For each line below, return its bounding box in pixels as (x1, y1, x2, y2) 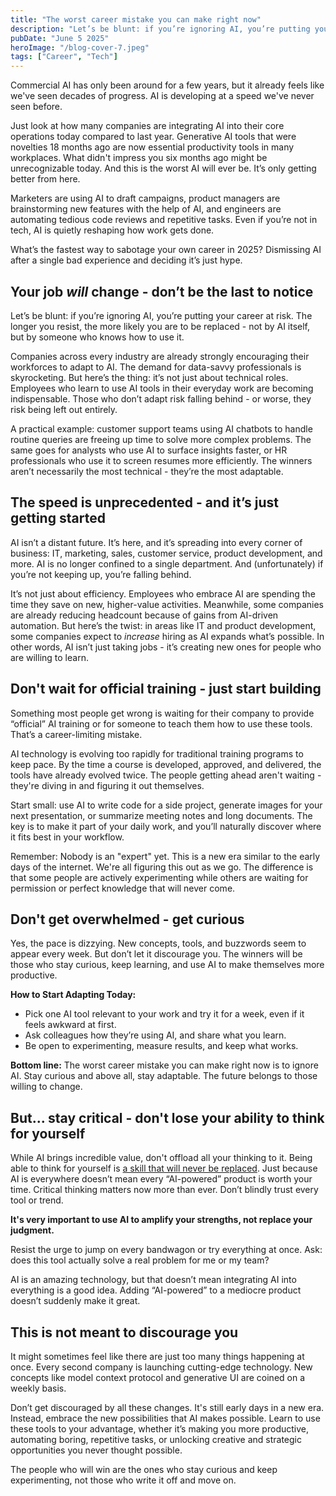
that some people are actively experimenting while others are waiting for (10, 871, 309, 883)
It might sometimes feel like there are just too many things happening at (10, 1351, 305, 1362)
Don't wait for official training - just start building (10, 681, 322, 698)
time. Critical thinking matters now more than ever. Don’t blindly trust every (10, 1184, 319, 1196)
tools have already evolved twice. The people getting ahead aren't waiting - (10, 769, 322, 781)
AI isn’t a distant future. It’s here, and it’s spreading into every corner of (10, 536, 303, 548)
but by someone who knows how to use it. (10, 331, 185, 343)
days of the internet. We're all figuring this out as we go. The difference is (10, 861, 314, 873)
